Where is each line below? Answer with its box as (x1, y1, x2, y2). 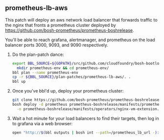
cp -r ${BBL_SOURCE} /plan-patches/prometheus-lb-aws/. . (12, 74, 131, 80)
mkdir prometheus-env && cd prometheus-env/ (17, 66, 109, 70)
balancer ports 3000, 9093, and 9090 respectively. (5, 42, 109, 48)
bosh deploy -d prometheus (12, 102, 68, 107)
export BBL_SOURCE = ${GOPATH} (12, 61, 72, 66)
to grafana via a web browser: (12, 120, 72, 126)
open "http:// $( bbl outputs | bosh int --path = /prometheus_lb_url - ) (12, 130, 158, 135)
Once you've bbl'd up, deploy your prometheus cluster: (12, 88, 124, 94)
